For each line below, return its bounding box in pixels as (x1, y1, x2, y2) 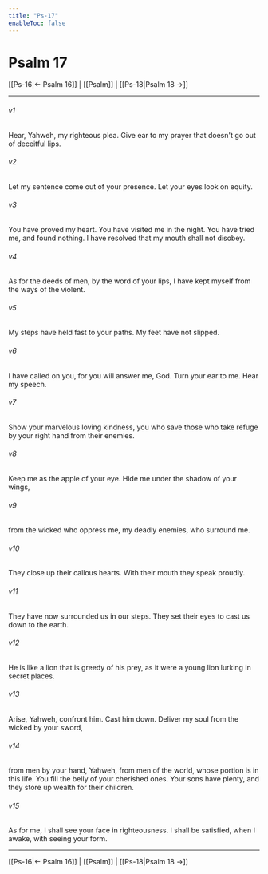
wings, (8, 482, 30, 492)
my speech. (8, 379, 47, 389)
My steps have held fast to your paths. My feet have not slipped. (8, 328, 220, 338)
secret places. (8, 671, 55, 681)
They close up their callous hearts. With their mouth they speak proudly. (8, 568, 246, 578)
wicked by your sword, (8, 723, 84, 733)
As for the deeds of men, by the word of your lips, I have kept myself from (8, 276, 251, 286)
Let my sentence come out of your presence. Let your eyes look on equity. (8, 181, 253, 192)
